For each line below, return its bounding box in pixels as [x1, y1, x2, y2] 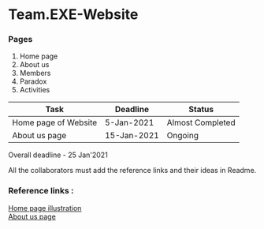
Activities [19, 85, 50, 95]
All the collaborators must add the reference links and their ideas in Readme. [8, 166, 257, 175]
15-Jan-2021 [105, 130, 159, 141]
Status [188, 104, 214, 115]
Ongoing [166, 130, 199, 141]
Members [19, 69, 51, 78]
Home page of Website [12, 117, 98, 128]
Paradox [19, 77, 47, 86]
